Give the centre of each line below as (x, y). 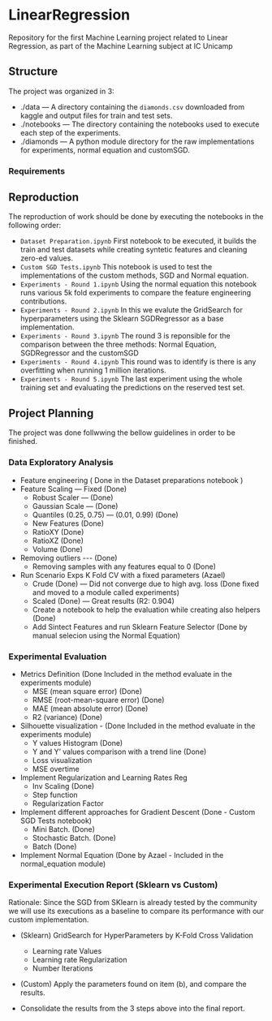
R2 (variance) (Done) (67, 717)
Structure (33, 72)
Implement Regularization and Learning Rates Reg (104, 778)
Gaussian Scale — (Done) (75, 506)
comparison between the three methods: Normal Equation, (118, 345)
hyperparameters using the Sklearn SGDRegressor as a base (122, 319)
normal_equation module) (63, 864)
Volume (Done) (58, 549)
